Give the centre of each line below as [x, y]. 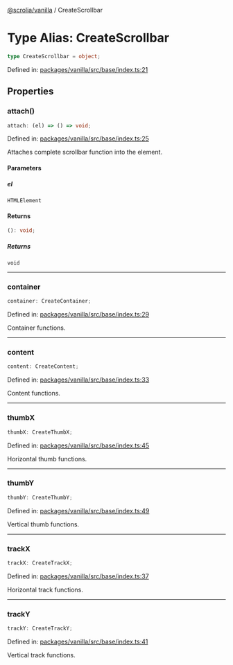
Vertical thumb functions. [43, 524]
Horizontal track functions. [45, 589]
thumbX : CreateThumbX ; [40, 432]
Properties [31, 92]
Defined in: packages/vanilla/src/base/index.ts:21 [78, 69]
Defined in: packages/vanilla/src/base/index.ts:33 [78, 380]
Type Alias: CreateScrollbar [88, 38]
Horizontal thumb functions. [47, 459]
